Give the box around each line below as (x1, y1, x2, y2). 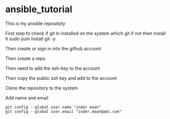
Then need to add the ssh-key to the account (5, 65, 100, 71)
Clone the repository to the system (5, 85, 78, 91)
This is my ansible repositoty (5, 20, 66, 26)
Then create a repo (5, 55, 46, 62)
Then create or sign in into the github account (5, 45, 101, 51)
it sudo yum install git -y (5, 36, 56, 42)
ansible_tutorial (5, 4, 72, 15)
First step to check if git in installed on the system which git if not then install (5, 30, 166, 36)
